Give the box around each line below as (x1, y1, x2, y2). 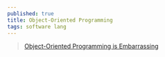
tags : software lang (7, 23, 67, 30)
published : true (7, 10, 54, 17)
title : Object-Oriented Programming (7, 17, 113, 24)
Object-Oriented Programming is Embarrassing (24, 42, 159, 51)
